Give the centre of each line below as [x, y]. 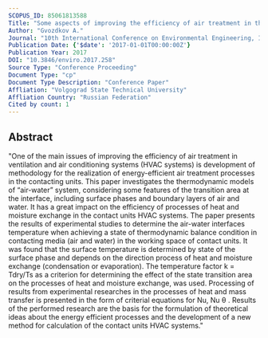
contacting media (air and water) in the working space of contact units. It [128, 241]
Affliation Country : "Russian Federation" [80, 97]
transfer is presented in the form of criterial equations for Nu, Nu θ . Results [132, 300]
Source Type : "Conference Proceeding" [73, 68]
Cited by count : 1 [39, 104]
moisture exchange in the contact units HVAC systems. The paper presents [132, 215]
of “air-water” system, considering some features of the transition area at [129, 190]
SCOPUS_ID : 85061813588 [48, 16]
